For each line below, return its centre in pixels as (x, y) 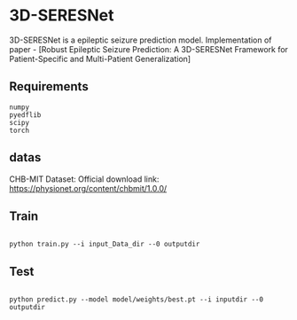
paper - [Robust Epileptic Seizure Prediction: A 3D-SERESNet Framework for (148, 49)
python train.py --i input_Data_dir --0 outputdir (105, 245)
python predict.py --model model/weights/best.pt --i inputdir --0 (137, 300)
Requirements (49, 86)
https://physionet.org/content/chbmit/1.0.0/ (88, 188)
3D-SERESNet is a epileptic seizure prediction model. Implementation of (141, 40)
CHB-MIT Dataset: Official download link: (84, 179)
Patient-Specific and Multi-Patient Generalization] (100, 59)
